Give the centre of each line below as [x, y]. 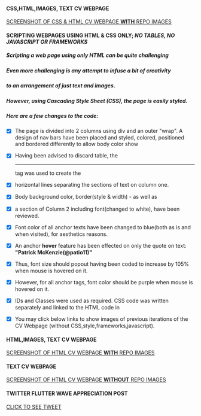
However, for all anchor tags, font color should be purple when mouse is [104, 282]
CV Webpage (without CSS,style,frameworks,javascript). [85, 326]
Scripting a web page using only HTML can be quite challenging [88, 55]
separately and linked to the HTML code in [67, 307]
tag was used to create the [48, 173]
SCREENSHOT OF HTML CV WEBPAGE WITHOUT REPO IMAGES [86, 379]
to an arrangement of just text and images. [61, 86]
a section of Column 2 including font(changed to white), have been [97, 209]
